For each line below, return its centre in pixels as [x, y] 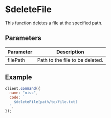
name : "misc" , [24, 93]
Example [19, 77]
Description [70, 51]
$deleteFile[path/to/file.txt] [46, 102]
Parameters [23, 38]
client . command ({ [23, 88]
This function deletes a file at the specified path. [54, 23]
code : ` [17, 98]
